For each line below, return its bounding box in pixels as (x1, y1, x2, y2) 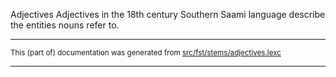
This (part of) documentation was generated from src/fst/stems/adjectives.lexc (10, 48, 282, 58)
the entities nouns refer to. (10, 19, 120, 31)
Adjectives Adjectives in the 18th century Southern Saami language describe (10, 9, 326, 20)
